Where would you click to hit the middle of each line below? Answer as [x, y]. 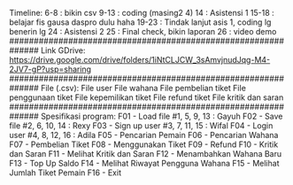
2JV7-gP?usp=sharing [50, 69]
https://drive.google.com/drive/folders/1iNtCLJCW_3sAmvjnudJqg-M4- [140, 60]
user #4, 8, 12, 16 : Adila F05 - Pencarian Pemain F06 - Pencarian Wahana [144, 135]
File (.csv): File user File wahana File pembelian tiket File [143, 88]
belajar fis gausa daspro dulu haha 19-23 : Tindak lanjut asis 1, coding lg [140, 22]
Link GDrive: [63, 50]
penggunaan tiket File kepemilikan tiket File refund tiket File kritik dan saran [146, 97]
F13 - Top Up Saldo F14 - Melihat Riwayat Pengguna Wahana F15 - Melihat [144, 163]
